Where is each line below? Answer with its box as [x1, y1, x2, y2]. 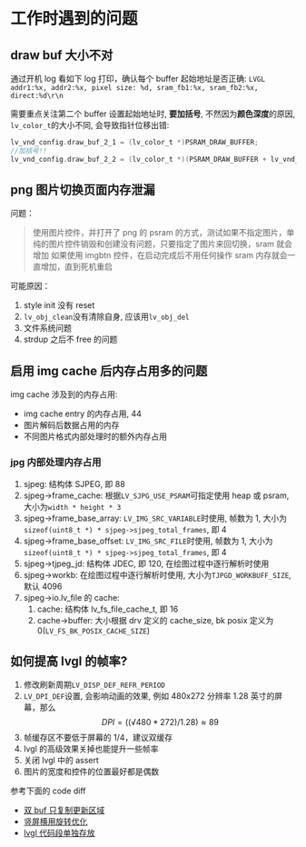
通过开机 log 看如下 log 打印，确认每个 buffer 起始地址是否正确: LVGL [10, 74, 266, 84]
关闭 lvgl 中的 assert [23, 755, 99, 766]
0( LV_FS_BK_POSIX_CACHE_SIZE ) [36, 624, 151, 636]
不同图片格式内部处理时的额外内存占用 [23, 431, 167, 442]
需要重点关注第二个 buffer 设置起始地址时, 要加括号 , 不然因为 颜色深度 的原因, [10, 108, 296, 119]
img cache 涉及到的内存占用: [10, 389, 118, 400]
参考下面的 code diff [10, 785, 86, 796]
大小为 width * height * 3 [23, 501, 122, 512]
